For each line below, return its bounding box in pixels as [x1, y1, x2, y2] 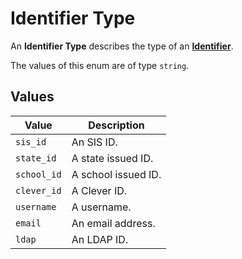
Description [88, 118, 145, 132]
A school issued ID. [71, 167, 162, 181]
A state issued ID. [71, 151, 154, 165]
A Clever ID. [71, 183, 128, 197]
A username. [71, 200, 132, 214]
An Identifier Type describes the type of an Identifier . [10, 40, 234, 52]
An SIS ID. [71, 135, 118, 149]
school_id [15, 168, 62, 180]
